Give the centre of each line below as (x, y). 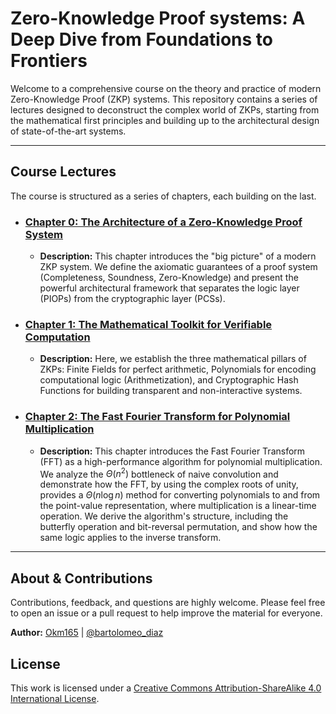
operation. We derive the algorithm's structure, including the (164, 516)
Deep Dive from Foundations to (141, 39)
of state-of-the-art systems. (68, 131)
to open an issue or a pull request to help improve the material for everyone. (166, 613)
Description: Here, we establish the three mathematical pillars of (173, 359)
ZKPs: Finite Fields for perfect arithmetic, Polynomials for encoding (178, 369)
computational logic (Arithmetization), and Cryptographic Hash (169, 380)
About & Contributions (81, 578)
